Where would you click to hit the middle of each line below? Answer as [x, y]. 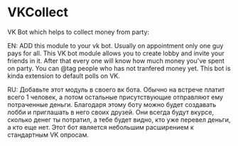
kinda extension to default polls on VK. [64, 76]
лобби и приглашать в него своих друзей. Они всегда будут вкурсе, [111, 112]
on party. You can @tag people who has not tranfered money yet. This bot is [119, 68]
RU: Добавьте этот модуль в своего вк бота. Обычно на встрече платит [116, 89]
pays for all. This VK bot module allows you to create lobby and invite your [116, 53]
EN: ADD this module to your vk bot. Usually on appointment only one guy [115, 45]
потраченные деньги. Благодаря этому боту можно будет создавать [112, 104]
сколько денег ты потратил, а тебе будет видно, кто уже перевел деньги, [119, 119]
